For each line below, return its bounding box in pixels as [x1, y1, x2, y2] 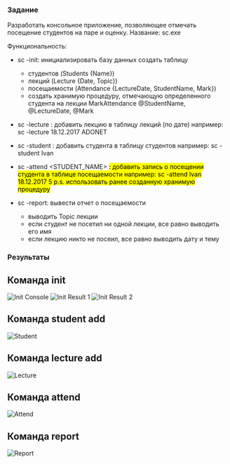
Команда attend [7, 391, 81, 403]
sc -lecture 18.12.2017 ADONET [17, 128, 107, 137]
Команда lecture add [7, 352, 102, 364]
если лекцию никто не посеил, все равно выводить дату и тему [27, 234, 219, 244]
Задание [7, 5, 39, 15]
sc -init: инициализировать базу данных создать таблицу [17, 56, 188, 64]
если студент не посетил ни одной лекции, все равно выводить [27, 220, 219, 228]
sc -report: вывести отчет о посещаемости [17, 199, 146, 207]
